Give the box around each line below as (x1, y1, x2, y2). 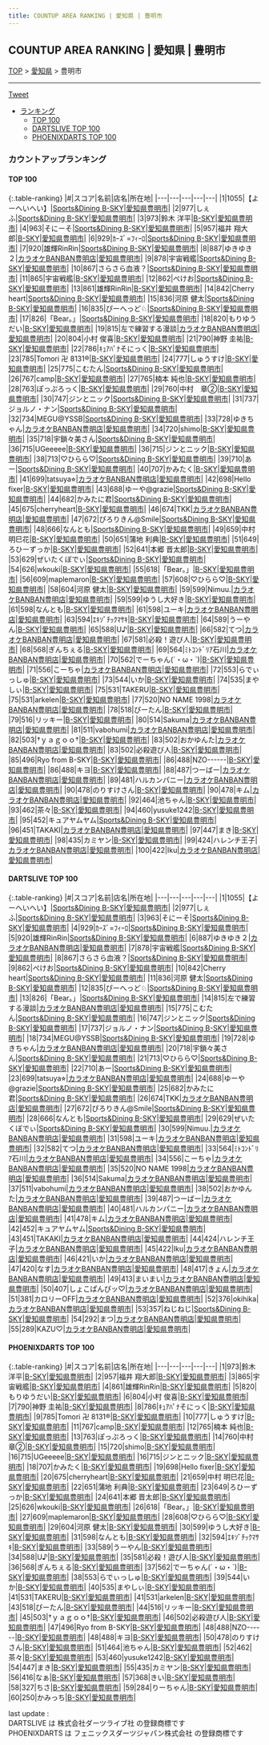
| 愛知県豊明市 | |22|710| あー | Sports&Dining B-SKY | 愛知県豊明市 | (22, 1063, 232, 1073)
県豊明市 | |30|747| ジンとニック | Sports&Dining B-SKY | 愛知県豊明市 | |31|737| (8, 394, 259, 404)
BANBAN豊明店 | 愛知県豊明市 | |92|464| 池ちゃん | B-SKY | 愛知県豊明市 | (29, 795, 257, 805)
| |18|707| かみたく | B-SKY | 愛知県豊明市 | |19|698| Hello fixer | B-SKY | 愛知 (22, 1462, 255, 1471)
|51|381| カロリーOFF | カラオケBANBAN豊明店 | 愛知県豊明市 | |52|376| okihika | (8, 1293, 259, 1304)
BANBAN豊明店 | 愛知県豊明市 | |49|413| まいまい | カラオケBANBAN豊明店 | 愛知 (8, 1273, 260, 1284)
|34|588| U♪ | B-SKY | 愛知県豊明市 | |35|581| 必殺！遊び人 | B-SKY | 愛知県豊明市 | (8, 1552, 260, 1561)
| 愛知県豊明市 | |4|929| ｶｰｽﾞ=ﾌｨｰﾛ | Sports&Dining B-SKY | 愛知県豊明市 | (22, 923, 249, 932)
